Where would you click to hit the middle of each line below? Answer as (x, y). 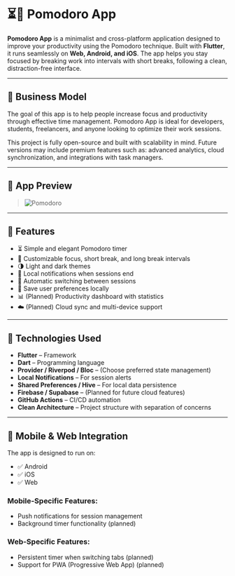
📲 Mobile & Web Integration (67, 436)
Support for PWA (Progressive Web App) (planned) (91, 564)
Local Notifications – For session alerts (74, 377)
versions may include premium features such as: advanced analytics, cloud (116, 149)
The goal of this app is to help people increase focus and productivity (107, 114)
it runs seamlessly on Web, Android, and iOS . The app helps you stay (108, 53)
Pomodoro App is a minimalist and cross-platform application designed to (114, 38)
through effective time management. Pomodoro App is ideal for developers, (116, 121)
